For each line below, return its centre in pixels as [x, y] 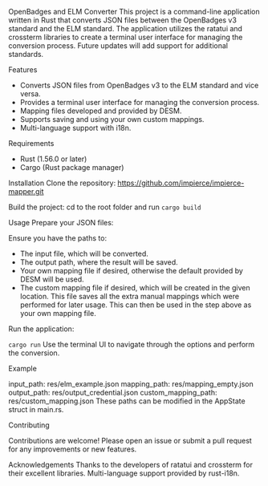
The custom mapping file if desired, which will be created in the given [135, 288]
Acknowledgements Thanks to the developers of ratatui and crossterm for [131, 465]
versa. [30, 94]
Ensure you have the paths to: [57, 238]
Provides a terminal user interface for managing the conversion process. [140, 102]
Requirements [31, 143]
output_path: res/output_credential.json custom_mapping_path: [113, 393]
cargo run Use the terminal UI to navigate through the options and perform [132, 344]
